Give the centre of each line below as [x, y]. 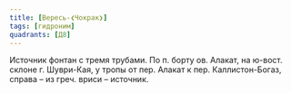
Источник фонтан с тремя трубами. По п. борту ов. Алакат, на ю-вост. [146, 60]
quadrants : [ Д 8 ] [40, 34]
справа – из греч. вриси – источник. [79, 79]
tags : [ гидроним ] [42, 26]
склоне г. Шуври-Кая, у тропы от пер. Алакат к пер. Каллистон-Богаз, [145, 70]
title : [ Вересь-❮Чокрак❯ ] [58, 18]
